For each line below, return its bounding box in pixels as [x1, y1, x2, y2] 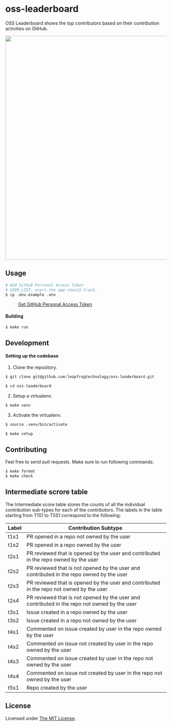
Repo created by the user [26, 684, 88, 691]
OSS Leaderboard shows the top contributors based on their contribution [5, 20, 160, 26]
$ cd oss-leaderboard [5, 383, 52, 388]
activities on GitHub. [5, 25, 48, 31]
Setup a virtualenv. [12, 392, 53, 399]
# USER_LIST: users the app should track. [5, 287, 97, 293]
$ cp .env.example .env [5, 292, 56, 297]
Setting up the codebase [5, 353, 59, 359]
